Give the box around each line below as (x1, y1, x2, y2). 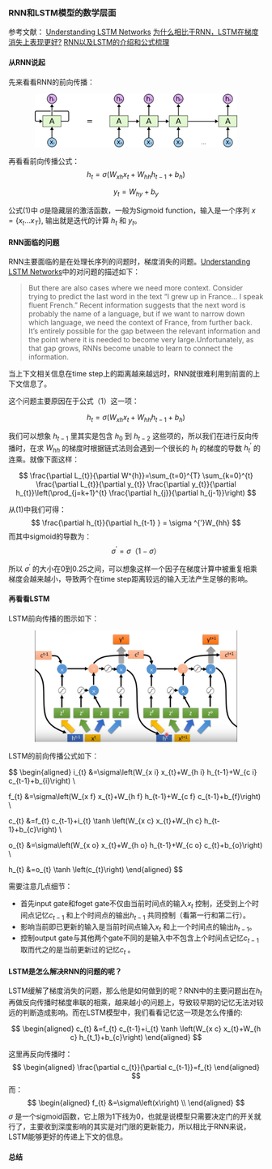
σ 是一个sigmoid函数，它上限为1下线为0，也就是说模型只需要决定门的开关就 (8, 1111, 261, 1121)
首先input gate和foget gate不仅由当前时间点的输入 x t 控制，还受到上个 (19, 899, 253, 910)
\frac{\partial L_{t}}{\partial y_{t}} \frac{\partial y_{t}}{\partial (36, 479, 236, 489)
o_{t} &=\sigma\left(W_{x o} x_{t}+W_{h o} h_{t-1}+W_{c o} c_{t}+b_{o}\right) (8, 840, 263, 850)
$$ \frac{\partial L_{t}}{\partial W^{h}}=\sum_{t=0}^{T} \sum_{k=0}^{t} (19, 471, 253, 480)
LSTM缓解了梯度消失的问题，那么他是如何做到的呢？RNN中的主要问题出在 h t (8, 986, 262, 998)
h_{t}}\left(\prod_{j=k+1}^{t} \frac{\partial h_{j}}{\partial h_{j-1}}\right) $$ (15, 488, 257, 498)
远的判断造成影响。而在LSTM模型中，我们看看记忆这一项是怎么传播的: (8, 1008, 243, 1017)
